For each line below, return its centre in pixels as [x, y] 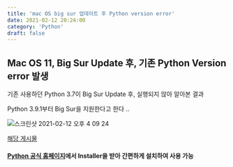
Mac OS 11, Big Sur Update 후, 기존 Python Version [117, 63]
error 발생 [28, 76]
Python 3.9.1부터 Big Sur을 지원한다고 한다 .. [68, 109]
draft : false [26, 33]
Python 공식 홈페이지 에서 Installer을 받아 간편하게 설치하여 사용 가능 [100, 156]
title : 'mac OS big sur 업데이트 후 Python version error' [91, 14]
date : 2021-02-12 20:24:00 [46, 20]
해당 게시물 [22, 138]
